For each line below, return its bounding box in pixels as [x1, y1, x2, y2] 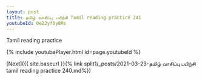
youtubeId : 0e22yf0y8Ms [6, 20, 67, 26]
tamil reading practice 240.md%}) [6, 67, 91, 75]
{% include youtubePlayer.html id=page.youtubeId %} [6, 48, 141, 56]
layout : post [6, 8, 39, 15]
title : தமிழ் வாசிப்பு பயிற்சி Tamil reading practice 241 [6, 15, 141, 21]
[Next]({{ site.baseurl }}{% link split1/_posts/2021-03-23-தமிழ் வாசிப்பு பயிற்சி [6, 60, 196, 67]
